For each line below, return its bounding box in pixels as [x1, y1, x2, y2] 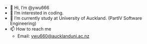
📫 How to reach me [9, 26, 51, 32]
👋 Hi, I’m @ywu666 [9, 5, 50, 10]
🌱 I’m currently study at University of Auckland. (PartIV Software [9, 15, 142, 21]
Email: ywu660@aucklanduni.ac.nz [17, 33, 90, 39]
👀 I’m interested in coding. [9, 10, 64, 16]
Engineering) [9, 20, 36, 26]
